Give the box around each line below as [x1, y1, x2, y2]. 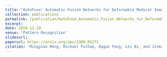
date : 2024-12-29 [5, 26, 41, 31]
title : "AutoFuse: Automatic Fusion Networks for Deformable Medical [5, 7, 153, 12]
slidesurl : [5, 35, 28, 40]
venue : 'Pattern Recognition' [5, 30, 68, 35]
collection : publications [5, 12, 59, 17]
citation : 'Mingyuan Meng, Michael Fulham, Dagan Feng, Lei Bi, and [5, 44, 150, 49]
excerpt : [5, 21, 23, 26]
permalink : [5, 16, 28, 21]
